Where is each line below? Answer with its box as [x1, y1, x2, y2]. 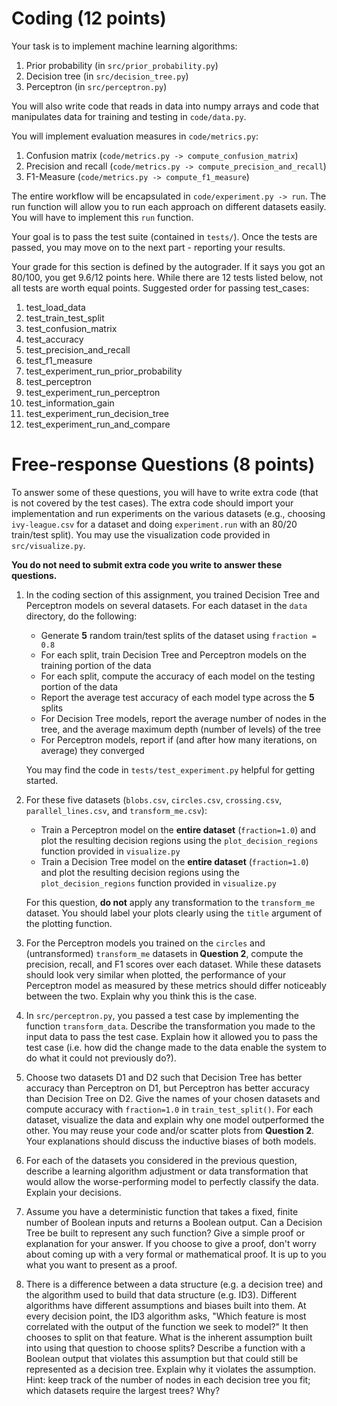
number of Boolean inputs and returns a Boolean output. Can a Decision [25, 1216, 323, 1228]
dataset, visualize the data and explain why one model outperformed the [25, 1113, 325, 1126]
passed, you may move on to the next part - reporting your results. [11, 241, 286, 253]
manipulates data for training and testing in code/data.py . [11, 110, 247, 122]
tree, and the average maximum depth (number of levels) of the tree [40, 723, 321, 735]
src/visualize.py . [11, 539, 86, 551]
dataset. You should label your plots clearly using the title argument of [25, 907, 323, 919]
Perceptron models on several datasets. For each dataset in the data [25, 599, 308, 611]
